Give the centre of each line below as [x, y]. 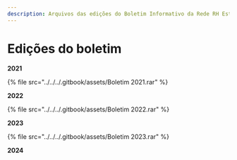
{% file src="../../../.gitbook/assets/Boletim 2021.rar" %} [88, 82]
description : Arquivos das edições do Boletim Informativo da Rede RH [113, 14]
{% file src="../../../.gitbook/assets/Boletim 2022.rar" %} [89, 109]
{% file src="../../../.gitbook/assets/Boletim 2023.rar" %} [88, 136]
